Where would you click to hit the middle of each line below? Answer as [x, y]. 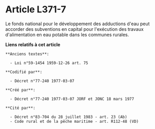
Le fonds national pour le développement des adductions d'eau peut [77, 24]
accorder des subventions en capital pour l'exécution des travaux [74, 29]
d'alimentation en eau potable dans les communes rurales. [67, 34]
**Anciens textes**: [27, 54]
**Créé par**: [21, 90]
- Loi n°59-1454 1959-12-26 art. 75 [49, 63]
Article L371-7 [36, 10]
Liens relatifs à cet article [33, 44]
